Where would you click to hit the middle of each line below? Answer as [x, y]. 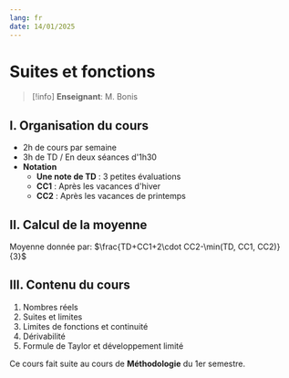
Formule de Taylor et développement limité [103, 346]
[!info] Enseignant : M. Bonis [85, 97]
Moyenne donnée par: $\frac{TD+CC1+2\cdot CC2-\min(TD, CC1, [132, 247]
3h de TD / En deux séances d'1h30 [90, 157]
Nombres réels [51, 307]
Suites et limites [52, 317]
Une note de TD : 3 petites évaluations [108, 177]
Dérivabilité [44, 336]
